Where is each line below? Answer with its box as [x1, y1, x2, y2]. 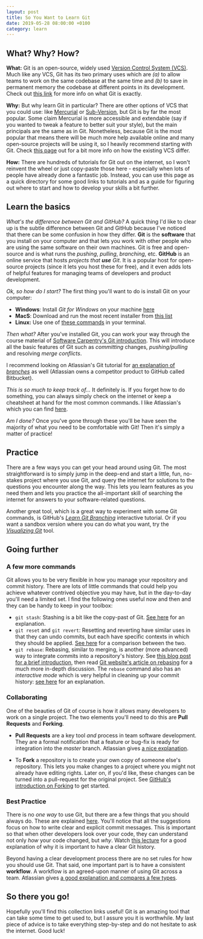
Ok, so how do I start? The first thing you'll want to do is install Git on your [6, 287, 190, 294]
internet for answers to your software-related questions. [6, 496, 146, 503]
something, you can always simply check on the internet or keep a [6, 392, 172, 400]
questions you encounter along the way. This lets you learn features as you [6, 483, 193, 490]
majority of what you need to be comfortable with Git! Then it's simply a [6, 423, 185, 431]
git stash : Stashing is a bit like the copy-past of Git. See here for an [14, 614, 185, 621]
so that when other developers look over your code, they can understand [6, 830, 188, 837]
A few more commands [6, 563, 76, 571]
